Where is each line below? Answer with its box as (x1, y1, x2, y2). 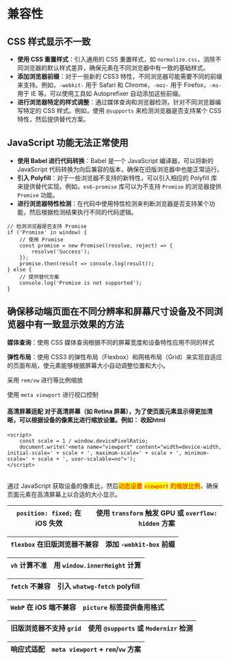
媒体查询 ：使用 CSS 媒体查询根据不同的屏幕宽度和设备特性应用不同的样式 (7, 338, 215, 346)
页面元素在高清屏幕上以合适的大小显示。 (7, 490, 121, 498)
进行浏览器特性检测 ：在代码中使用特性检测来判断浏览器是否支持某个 (16, 199, 209, 208)
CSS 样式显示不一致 (7, 36, 91, 47)
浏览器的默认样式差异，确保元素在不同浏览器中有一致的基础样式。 (23, 64, 209, 72)
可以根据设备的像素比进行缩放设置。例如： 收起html (18, 416, 166, 424)
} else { (7, 266, 32, 273)
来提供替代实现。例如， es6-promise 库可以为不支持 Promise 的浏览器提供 (16, 182, 222, 191)
